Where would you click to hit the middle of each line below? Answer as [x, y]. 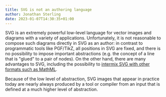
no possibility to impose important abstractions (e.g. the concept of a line [80, 54]
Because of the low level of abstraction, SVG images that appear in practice [82, 79]
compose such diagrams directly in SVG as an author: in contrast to [74, 43]
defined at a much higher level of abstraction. [52, 90]
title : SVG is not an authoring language [49, 10]
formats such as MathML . [31, 69]
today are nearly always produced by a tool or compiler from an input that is [83, 84]
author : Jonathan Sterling [33, 14]
